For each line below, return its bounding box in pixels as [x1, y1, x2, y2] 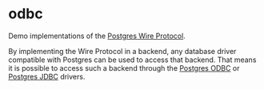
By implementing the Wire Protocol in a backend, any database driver [8, 46, 237, 56]
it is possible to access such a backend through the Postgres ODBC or [8, 63, 240, 72]
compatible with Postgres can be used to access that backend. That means [8, 55, 257, 64]
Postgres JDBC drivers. [8, 72, 86, 81]
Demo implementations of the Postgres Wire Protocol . [8, 31, 186, 41]
